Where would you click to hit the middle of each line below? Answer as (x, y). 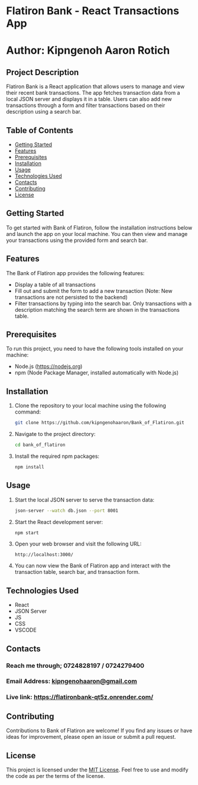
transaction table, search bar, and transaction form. (77, 572)
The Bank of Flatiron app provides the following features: (75, 273)
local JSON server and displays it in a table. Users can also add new (89, 99)
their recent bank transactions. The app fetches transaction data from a (93, 93)
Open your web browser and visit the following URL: (78, 544)
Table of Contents (40, 130)
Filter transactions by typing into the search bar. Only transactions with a (103, 303)
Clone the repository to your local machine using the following (90, 406)
